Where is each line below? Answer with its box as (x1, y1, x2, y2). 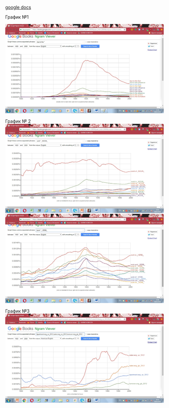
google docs (5, 5, 31, 10)
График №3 (5, 308, 30, 314)
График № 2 (5, 118, 31, 124)
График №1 (5, 14, 29, 20)
